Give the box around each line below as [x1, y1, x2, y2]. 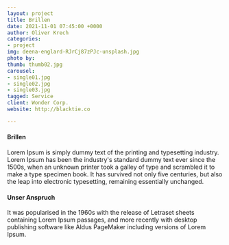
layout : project [7, 10, 53, 17]
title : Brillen [7, 16, 51, 23]
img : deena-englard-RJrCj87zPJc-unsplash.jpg [7, 49, 139, 56]
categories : [7, 36, 41, 43]
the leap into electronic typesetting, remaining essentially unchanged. [7, 177, 204, 185]
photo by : [7, 55, 36, 62]
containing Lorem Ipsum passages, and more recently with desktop [7, 215, 197, 224]
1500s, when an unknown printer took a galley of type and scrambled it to [7, 163, 215, 171]
